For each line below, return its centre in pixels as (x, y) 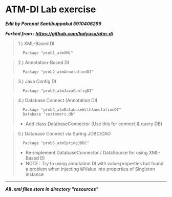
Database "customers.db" (49, 114)
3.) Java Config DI (37, 81)
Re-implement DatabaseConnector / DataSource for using (87, 152)
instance (35, 174)
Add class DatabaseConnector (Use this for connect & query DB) (94, 124)
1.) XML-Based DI (36, 43)
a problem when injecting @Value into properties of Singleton (90, 169)
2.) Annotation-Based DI (43, 62)
